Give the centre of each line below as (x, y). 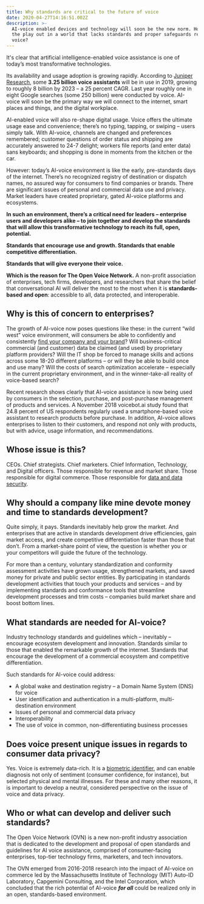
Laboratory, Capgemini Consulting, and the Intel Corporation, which (91, 881)
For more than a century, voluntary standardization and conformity (90, 564)
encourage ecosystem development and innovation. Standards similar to (97, 643)
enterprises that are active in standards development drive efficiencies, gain (101, 533)
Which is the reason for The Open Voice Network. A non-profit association (101, 275)
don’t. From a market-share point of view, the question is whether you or (97, 546)
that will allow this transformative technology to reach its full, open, (93, 227)
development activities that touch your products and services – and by (94, 584)
